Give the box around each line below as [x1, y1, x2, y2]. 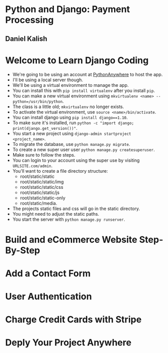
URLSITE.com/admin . [12, 163, 53, 169]
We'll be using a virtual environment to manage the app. [12, 82, 129, 88]
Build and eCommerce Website [5, 234, 138, 245]
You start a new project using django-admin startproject [12, 130, 132, 136]
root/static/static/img [20, 178, 64, 185]
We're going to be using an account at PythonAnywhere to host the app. [12, 71, 163, 77]
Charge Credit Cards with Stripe [5, 314, 142, 325]
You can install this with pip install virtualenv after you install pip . [12, 87, 155, 93]
